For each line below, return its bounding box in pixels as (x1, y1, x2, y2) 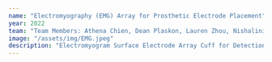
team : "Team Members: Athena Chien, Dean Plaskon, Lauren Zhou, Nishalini (8, 27, 266, 35)
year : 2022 (8, 19, 45, 27)
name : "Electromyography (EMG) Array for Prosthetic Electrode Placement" (8, 11, 266, 20)
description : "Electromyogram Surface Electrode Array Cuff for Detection (8, 42, 266, 50)
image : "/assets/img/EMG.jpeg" (8, 34, 114, 43)
